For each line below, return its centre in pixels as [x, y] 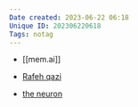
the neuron [42, 94]
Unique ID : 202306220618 [55, 26]
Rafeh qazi [42, 77]
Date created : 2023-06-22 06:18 [69, 17]
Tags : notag [31, 34]
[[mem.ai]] [41, 60]
